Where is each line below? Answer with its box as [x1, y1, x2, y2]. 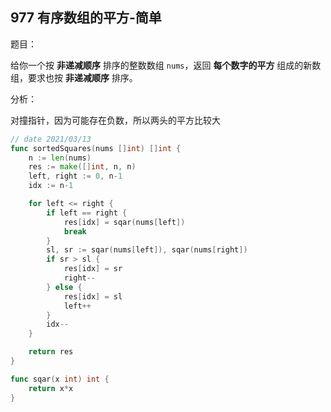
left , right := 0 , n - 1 [28, 171, 123, 182]
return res [28, 347, 74, 357]
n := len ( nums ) [28, 153, 92, 163]
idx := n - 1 [28, 181, 74, 191]
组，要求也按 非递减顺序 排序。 [10, 71, 138, 83]
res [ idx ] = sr [63, 264, 123, 274]
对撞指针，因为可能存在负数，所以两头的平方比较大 [10, 114, 221, 126]
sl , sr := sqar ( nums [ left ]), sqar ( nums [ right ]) [46, 245, 248, 255]
